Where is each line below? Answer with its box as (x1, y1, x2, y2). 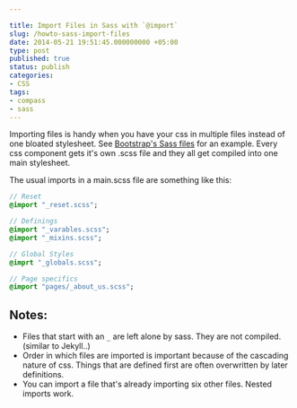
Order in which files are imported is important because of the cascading (22, 351, 289, 361)
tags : (9, 87, 30, 97)
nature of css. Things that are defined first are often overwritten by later (22, 360, 289, 370)
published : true (9, 55, 70, 64)
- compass (9, 96, 47, 105)
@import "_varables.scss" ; (9, 225, 110, 234)
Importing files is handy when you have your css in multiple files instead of (9, 129, 285, 140)
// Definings (9, 217, 58, 226)
